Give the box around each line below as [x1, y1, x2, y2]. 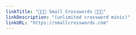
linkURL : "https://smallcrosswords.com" [5, 20, 109, 26]
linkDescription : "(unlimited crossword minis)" [5, 14, 131, 20]
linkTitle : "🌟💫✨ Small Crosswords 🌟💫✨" [5, 8, 106, 15]
